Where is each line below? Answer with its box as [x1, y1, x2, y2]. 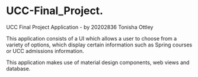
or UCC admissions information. [6, 47, 84, 54]
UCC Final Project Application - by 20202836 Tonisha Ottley [6, 24, 154, 31]
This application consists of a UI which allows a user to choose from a [6, 35, 177, 42]
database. [6, 65, 31, 72]
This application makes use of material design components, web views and [6, 59, 190, 66]
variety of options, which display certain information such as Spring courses [6, 41, 193, 48]
